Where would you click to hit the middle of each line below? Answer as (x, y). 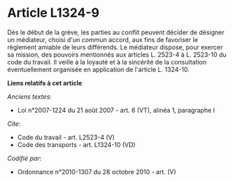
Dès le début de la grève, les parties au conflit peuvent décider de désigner (116, 32)
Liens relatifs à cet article (45, 83)
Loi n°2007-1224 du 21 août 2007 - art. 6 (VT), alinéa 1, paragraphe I (116, 110)
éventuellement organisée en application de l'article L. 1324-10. (99, 69)
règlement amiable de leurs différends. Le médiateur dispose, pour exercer (115, 47)
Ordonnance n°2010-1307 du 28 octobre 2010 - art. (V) (97, 171)
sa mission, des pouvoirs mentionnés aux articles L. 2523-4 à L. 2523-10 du (117, 55)
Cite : (14, 123)
